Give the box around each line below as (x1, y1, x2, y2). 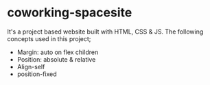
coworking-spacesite (7, 5, 132, 21)
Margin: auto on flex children (16, 48, 99, 56)
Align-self (16, 62, 45, 71)
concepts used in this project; (7, 34, 91, 42)
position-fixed (16, 70, 57, 78)
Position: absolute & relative (16, 55, 96, 63)
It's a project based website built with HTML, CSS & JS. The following (7, 27, 204, 36)
